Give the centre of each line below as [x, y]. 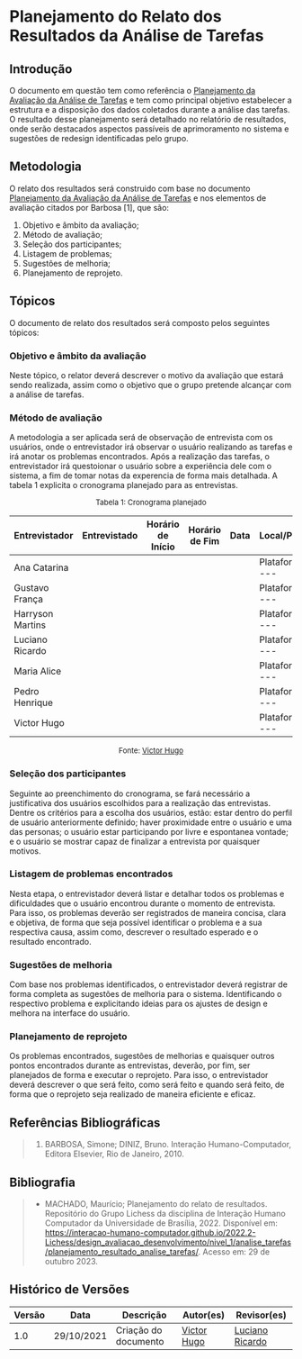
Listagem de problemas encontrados [91, 874]
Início [163, 547]
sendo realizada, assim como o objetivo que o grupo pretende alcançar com [151, 385]
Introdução [41, 69]
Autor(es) [204, 1315]
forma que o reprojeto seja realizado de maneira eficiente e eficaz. [133, 1094]
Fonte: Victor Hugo [151, 751]
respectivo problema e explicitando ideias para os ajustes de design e [138, 1004]
